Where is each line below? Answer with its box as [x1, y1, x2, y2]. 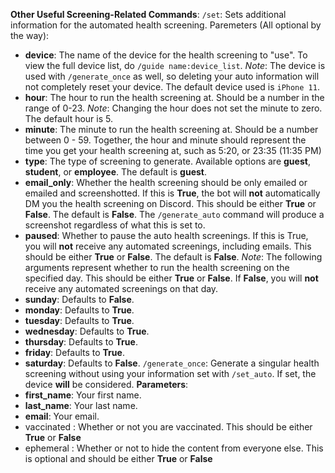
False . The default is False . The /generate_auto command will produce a [24, 209, 325, 220]
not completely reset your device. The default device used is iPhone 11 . [24, 81, 320, 93]
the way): [10, 30, 50, 41]
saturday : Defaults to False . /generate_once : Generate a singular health [24, 357, 320, 369]
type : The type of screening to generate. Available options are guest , [24, 155, 311, 167]
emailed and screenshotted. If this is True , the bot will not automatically [24, 187, 321, 199]
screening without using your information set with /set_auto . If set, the [24, 368, 317, 379]
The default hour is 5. [24, 113, 114, 124]
